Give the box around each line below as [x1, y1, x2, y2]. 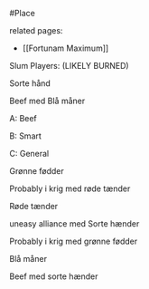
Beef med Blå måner [9, 95, 86, 106]
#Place [9, 8, 36, 18]
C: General [9, 149, 50, 159]
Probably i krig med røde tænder [9, 183, 131, 194]
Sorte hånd [9, 78, 51, 89]
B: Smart [9, 130, 42, 141]
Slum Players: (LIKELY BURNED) [9, 61, 129, 71]
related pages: [9, 25, 63, 35]
